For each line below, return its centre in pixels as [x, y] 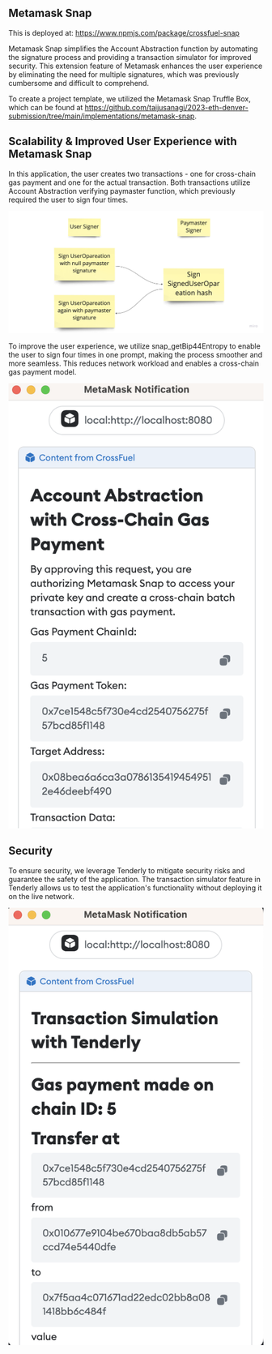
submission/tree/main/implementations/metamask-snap [102, 116]
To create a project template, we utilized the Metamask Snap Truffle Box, [130, 99]
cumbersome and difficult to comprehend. [79, 83]
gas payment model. [42, 372]
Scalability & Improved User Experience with [123, 141]
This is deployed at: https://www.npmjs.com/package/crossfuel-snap [124, 32]
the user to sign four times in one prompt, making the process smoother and [136, 355]
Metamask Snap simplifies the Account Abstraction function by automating [133, 49]
